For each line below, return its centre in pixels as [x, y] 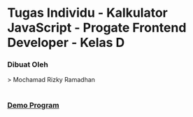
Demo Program [33, 105]
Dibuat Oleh [28, 64]
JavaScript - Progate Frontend [97, 28]
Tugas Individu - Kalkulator [87, 13]
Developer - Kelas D [66, 43]
